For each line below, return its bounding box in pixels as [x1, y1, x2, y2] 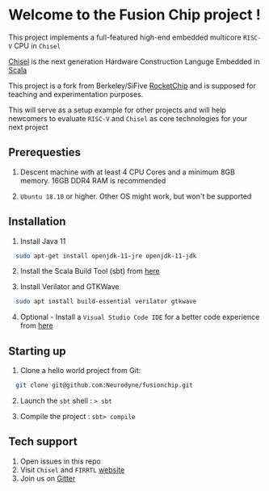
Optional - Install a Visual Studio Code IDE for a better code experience [19, 313, 260, 322]
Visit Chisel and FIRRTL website [19, 464, 125, 474]
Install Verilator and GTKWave [19, 282, 120, 292]
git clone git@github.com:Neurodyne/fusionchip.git [15, 381, 194, 389]
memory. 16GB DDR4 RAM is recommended [19, 175, 166, 185]
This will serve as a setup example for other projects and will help [8, 105, 226, 115]
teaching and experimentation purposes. [8, 89, 144, 99]
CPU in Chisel [14, 40, 61, 50]
